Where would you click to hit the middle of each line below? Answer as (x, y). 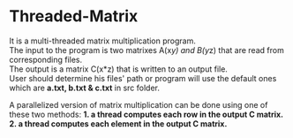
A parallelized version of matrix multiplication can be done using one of (139, 104)
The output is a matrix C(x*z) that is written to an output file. (118, 69)
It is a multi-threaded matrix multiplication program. (102, 41)
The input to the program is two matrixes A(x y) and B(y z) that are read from (146, 50)
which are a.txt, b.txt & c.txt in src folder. (85, 88)
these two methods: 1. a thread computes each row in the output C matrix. (146, 114)
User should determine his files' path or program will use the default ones (143, 78)
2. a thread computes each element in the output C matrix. (118, 123)
